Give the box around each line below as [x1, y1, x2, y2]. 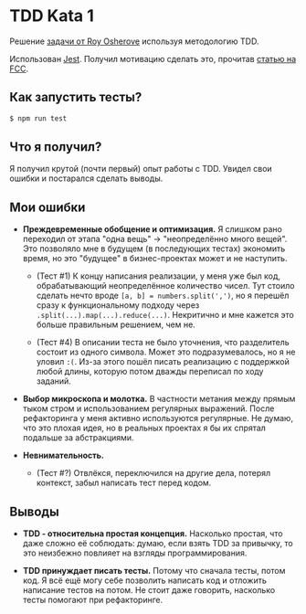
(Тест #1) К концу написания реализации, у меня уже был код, [36, 270, 281, 281]
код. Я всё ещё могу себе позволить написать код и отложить [22, 575, 268, 586]
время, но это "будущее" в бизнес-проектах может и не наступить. [22, 253, 288, 264]
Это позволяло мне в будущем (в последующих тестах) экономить [22, 243, 286, 254]
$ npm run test [9, 113, 68, 123]
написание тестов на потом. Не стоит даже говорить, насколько [22, 585, 276, 596]
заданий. [36, 376, 71, 386]
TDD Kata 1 [9, 5, 94, 26]
